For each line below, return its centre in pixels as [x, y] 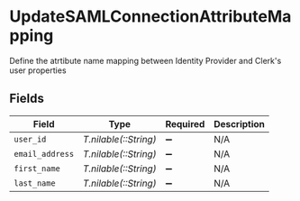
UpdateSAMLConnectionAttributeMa [150, 17]
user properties [38, 70]
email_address [44, 154]
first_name [37, 168]
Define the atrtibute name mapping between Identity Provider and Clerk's [145, 60]
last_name [35, 183]
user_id [30, 139]
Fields [27, 99]
